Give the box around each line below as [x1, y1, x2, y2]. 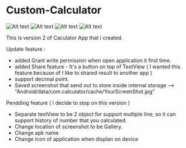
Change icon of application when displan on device [14, 135, 139, 142]
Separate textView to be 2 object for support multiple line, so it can [14, 111, 176, 118]
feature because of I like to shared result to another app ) [14, 69, 153, 76]
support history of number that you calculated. [14, 116, 128, 123]
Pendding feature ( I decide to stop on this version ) [6, 99, 130, 106]
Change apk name [14, 129, 59, 136]
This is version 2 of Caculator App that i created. [6, 34, 123, 41]
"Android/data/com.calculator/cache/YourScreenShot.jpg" [14, 88, 155, 95]
